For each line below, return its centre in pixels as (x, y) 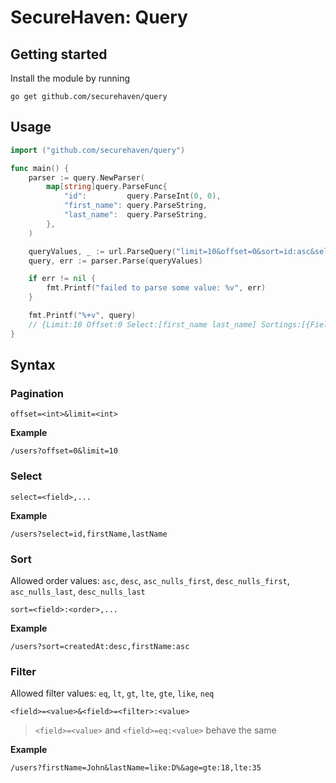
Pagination (37, 393)
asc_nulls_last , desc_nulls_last (78, 591)
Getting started (59, 54)
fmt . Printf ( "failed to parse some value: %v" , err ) (156, 288)
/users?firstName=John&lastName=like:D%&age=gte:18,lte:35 (136, 768)
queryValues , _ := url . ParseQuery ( (102, 251)
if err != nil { (62, 279)
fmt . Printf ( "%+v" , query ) (82, 316)
